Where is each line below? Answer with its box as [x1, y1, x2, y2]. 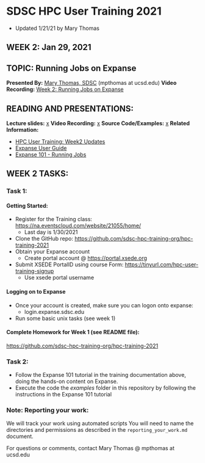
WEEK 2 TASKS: [6, 169, 69, 179]
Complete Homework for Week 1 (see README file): [6, 329, 140, 336]
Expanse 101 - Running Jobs [15, 151, 87, 158]
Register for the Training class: [15, 216, 93, 223]
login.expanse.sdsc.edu [24, 308, 84, 315]
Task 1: [6, 187, 27, 195]
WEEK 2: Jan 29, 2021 [6, 42, 92, 53]
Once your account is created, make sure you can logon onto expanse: [15, 301, 193, 309]
